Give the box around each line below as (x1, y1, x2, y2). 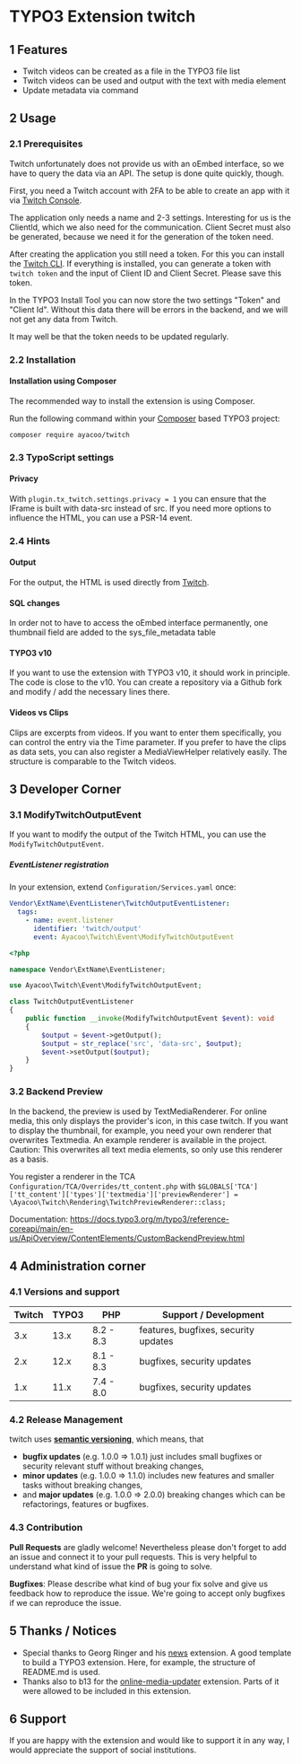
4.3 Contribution (9, 1522, 83, 1534)
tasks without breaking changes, (21, 1479, 143, 1491)
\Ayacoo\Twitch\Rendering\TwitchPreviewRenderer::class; (9, 1198, 227, 1207)
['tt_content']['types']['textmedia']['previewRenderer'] (9, 1189, 230, 1199)
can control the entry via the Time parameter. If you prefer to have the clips (9, 736, 287, 747)
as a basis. (9, 1154, 49, 1164)
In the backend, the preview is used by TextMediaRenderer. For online (9, 1106, 267, 1117)
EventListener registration (9, 859, 109, 870)
